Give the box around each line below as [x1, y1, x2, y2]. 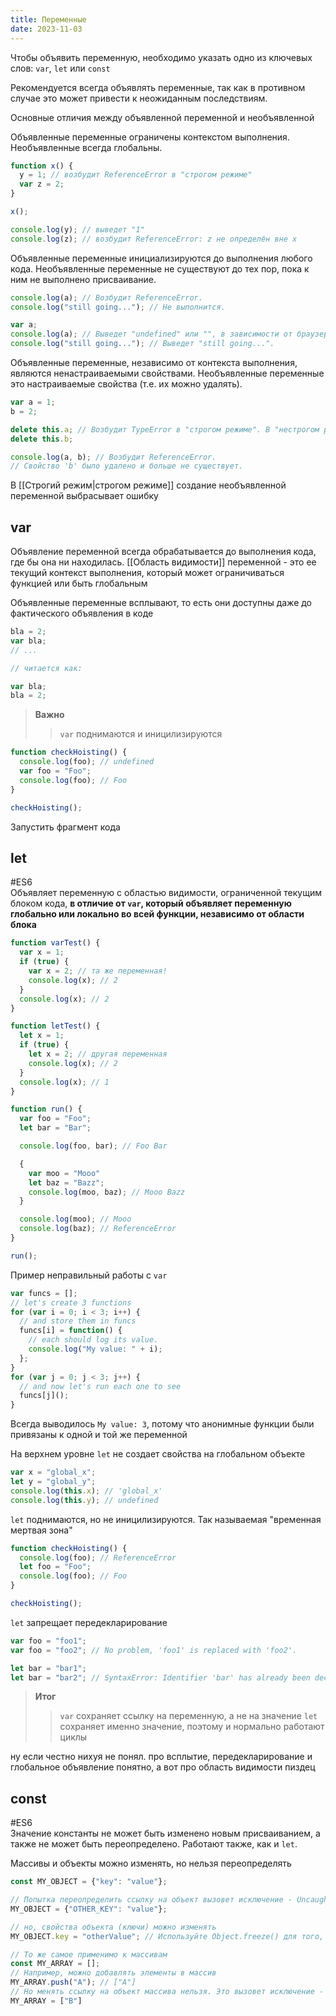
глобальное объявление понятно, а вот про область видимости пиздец [10, 1761, 316, 1773]
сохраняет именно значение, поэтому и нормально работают [59, 1721, 325, 1733]
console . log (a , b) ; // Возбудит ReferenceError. [10, 452, 217, 462]
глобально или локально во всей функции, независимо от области [10, 908, 305, 920]
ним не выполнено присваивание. [10, 273, 157, 285]
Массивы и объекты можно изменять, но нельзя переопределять [10, 1857, 292, 1870]
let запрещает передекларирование [10, 1616, 168, 1628]
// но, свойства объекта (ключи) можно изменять [10, 1922, 217, 1932]
